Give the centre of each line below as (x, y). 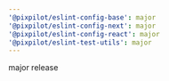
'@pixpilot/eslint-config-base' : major (82, 17)
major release (33, 68)
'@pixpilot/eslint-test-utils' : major (80, 42)
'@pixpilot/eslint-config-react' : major (84, 34)
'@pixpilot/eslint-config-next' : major (82, 26)
